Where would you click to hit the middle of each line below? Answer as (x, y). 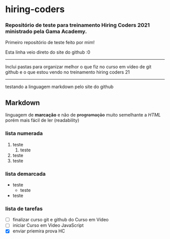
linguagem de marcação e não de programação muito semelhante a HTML (83, 115)
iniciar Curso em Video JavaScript (48, 225)
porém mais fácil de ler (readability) (42, 121)
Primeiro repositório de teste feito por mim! (50, 43)
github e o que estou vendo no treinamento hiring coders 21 (68, 72)
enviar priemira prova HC (39, 231)
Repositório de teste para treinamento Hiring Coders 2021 (78, 25)
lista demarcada (26, 174)
